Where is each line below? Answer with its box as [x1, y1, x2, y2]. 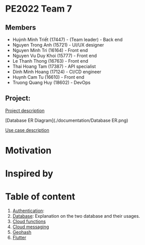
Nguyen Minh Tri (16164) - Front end [12, 47, 88, 53]
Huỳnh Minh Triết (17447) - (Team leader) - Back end [12, 36, 123, 42]
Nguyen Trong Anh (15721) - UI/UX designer [12, 42, 104, 48]
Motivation [5, 145, 52, 156]
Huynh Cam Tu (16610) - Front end [12, 74, 85, 80]
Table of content [5, 191, 76, 203]
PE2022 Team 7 [5, 3, 72, 15]
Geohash [12, 229, 32, 235]
